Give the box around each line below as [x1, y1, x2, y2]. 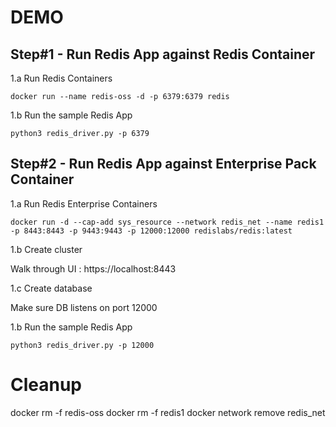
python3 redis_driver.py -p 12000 [10, 340, 155, 350]
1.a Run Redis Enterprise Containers [10, 197, 158, 210]
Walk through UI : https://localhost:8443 [10, 262, 177, 275]
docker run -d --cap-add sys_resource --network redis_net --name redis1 [10, 217, 325, 227]
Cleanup [10, 374, 83, 396]
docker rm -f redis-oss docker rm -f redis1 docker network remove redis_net [10, 406, 326, 418]
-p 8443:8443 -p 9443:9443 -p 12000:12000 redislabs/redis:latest [10, 226, 293, 236]
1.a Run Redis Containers [10, 72, 113, 84]
